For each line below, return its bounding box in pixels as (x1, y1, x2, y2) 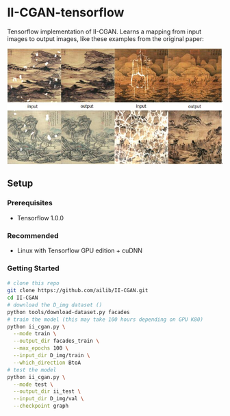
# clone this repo (7, 280, 60, 287)
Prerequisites (7, 198, 53, 208)
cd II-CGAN (7, 294, 38, 301)
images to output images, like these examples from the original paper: (7, 34, 204, 42)
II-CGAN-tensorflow (7, 5, 125, 21)
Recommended (7, 231, 60, 240)
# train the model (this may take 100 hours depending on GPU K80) (7, 316, 204, 323)
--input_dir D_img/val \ (13, 395, 84, 402)
